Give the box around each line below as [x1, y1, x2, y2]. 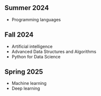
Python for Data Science [11, 54, 61, 59]
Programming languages [11, 16, 61, 22]
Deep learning [11, 85, 40, 91]
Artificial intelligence [11, 43, 53, 49]
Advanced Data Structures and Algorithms [11, 48, 97, 55]
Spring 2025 [4, 68, 43, 76]
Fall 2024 [4, 31, 34, 39]
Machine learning [11, 81, 47, 86]
